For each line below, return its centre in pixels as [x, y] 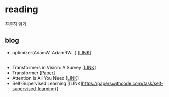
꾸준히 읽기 [16, 24]
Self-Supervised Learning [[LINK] [47, 84]
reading [22, 9]
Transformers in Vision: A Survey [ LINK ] [54, 68]
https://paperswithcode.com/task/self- [123, 84]
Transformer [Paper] [34, 73]
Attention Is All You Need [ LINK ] [46, 78]
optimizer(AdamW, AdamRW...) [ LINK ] [52, 52]
